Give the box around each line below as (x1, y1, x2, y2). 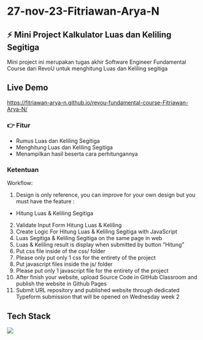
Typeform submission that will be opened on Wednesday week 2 (15, 293, 180, 301)
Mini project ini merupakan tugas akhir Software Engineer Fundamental (7, 58, 186, 66)
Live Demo (7, 83, 48, 93)
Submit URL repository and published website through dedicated (15, 287, 180, 294)
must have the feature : (15, 198, 75, 205)
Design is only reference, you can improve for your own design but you (15, 191, 196, 198)
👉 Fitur (7, 121, 31, 129)
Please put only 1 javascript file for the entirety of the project (15, 267, 169, 274)
